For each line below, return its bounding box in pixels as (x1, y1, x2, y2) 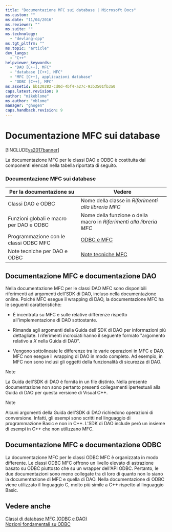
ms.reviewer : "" (5, 22, 40, 27)
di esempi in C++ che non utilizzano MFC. (5, 426, 94, 432)
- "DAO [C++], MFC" (10, 65, 52, 70)
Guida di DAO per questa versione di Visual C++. (5, 390, 108, 396)
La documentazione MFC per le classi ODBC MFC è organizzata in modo (5, 454, 159, 460)
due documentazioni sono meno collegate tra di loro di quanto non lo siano (5, 470, 163, 477)
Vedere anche (5, 502, 51, 511)
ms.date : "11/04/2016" (5, 17, 54, 22)
